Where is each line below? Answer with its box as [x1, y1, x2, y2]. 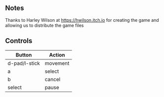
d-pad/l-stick [7, 59, 41, 66]
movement [44, 59, 70, 66]
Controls [5, 37, 33, 45]
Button [15, 51, 32, 58]
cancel [44, 76, 61, 83]
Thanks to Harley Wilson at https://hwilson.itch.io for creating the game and [5, 17, 159, 23]
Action [49, 51, 65, 58]
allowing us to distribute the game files [5, 22, 84, 28]
